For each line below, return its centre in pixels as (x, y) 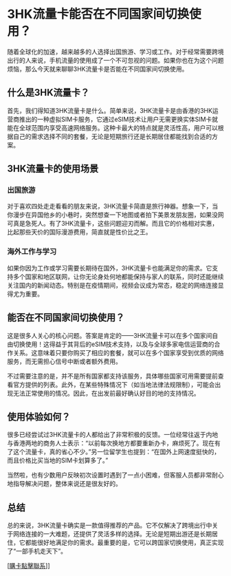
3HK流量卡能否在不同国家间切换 (98, 14)
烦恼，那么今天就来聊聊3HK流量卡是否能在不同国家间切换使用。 (98, 69)
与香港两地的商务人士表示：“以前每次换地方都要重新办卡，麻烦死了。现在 (111, 443)
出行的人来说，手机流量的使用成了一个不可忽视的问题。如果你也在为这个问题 (115, 60)
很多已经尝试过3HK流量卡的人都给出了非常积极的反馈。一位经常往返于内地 (113, 435)
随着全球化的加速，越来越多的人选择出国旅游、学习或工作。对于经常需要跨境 (115, 52)
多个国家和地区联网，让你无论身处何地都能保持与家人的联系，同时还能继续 (118, 277)
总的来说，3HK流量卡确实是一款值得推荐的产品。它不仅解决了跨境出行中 (110, 525)
